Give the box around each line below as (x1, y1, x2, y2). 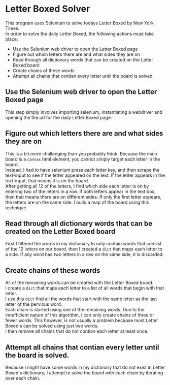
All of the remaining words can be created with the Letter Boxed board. (5, 280, 154, 286)
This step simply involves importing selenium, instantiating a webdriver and (5, 109, 162, 115)
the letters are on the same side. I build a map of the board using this (5, 199, 149, 205)
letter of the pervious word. (5, 301, 62, 307)
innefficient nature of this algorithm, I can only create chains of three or (5, 312, 155, 318)
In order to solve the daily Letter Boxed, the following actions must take (5, 30, 154, 37)
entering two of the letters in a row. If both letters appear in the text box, (5, 188, 156, 195)
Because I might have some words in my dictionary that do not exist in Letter (5, 364, 165, 370)
